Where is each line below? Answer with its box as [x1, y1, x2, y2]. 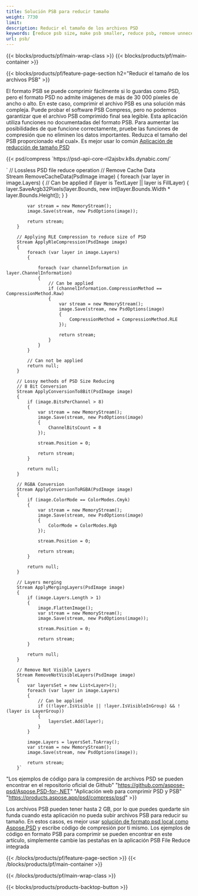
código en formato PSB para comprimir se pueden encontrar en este [6, 831, 173, 837]
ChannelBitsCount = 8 [48, 425, 101, 431]
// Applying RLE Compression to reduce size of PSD [16, 234, 146, 240]
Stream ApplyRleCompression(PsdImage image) [16, 239, 128, 245]
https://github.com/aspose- [117, 782, 185, 788]
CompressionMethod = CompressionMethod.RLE [69, 316, 178, 322]
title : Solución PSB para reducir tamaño [6, 8, 110, 15]
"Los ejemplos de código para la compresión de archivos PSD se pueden [6, 775, 184, 782]
